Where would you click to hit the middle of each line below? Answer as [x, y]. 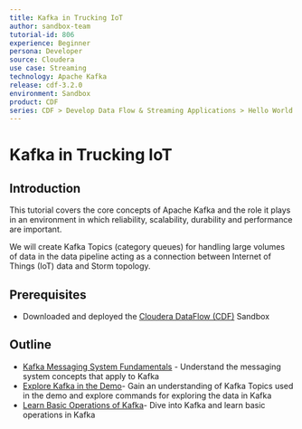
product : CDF [34, 102]
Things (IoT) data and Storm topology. [80, 266]
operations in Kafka [59, 415]
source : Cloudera [42, 60]
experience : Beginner [50, 43]
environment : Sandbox [50, 93]
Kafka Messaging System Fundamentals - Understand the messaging [152, 367]
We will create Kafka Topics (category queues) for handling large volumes [147, 247]
